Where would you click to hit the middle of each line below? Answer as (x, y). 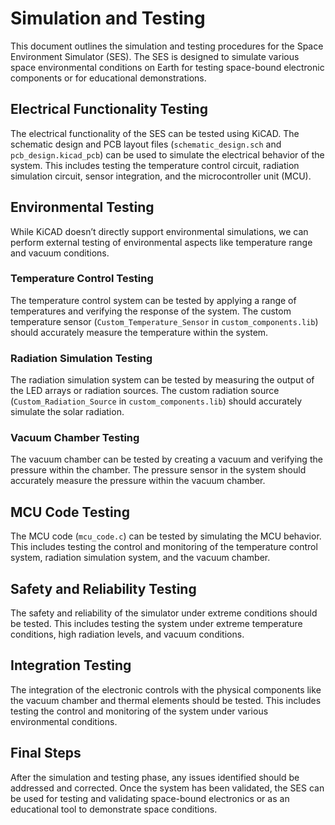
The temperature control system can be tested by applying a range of (153, 300)
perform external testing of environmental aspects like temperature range (161, 242)
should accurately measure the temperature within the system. (139, 332)
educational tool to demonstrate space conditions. (114, 809)
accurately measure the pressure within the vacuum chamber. (138, 481)
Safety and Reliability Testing (103, 588)
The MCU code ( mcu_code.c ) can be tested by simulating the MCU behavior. (166, 536)
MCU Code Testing (70, 512)
